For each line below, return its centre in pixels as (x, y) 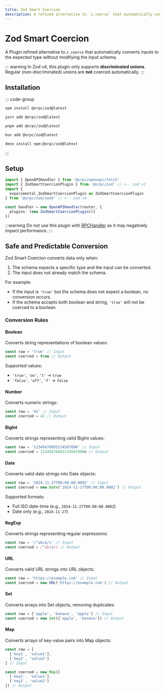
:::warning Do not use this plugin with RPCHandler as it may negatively (76, 225)
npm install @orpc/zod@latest (36, 109)
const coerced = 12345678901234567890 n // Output (57, 452)
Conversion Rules (27, 320)
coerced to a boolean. (34, 307)
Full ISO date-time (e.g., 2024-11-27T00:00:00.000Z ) (64, 506)
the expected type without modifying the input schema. (61, 57)
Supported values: (24, 366)
